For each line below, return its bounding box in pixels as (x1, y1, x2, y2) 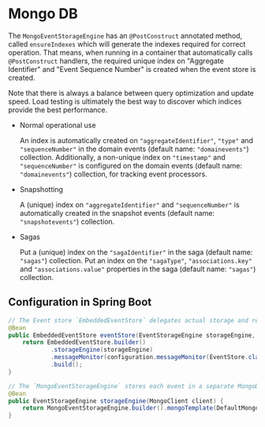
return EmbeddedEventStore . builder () (22, 338, 147, 346)
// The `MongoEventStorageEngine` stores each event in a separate (8, 382, 235, 390)
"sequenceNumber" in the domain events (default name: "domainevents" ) (19, 144, 249, 153)
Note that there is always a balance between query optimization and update (8, 88, 255, 97)
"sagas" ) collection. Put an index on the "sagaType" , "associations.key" (19, 255, 252, 265)
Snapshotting (19, 184, 63, 194)
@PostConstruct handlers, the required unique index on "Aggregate (8, 56, 225, 66)
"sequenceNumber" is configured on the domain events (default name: (19, 161, 243, 170)
